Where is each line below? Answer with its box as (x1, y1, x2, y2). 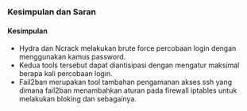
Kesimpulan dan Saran (7, 6, 97, 17)
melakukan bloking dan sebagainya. (18, 94, 137, 104)
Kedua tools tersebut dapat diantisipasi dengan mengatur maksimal (18, 60, 240, 70)
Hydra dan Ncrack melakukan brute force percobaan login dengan (18, 44, 237, 53)
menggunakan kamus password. (18, 52, 126, 62)
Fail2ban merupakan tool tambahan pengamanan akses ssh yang (18, 78, 233, 87)
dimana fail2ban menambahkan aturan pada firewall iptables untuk (18, 86, 237, 95)
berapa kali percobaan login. (18, 69, 113, 78)
